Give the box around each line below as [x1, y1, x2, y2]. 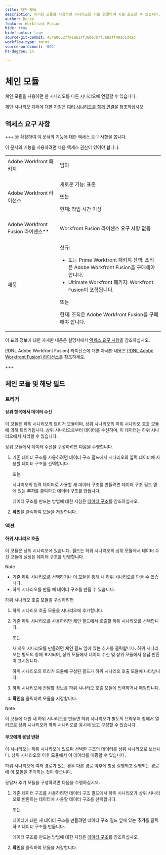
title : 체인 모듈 [5, 7, 37, 12]
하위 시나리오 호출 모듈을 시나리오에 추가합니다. [12, 607, 104, 613]
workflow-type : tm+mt [5, 40, 50, 45]
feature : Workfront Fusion [5, 21, 61, 26]
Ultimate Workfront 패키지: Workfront [68, 279, 154, 286]
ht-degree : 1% [5, 49, 35, 54]
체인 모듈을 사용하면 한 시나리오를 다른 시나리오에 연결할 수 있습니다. [5, 93, 137, 99]
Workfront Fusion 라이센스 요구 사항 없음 [60, 225, 151, 232]
